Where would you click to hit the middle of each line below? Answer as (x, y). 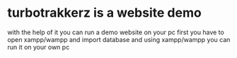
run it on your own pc (39, 47)
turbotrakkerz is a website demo (104, 13)
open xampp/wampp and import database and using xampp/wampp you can (119, 39)
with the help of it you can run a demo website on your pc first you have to (116, 32)
